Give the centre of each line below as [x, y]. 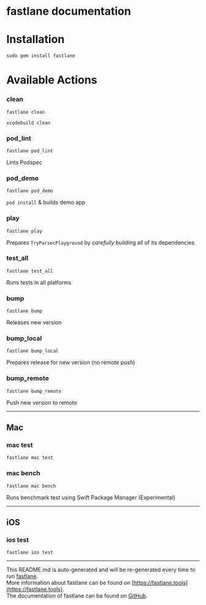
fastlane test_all [30, 271]
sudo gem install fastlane [41, 56]
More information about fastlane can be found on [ [70, 583]
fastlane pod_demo [30, 191]
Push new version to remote [42, 402]
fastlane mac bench [31, 486]
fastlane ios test [30, 553]
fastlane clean [26, 112]
